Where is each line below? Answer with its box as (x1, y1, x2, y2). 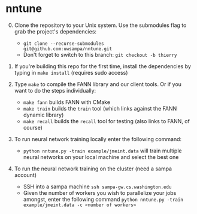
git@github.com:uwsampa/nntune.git (23, 45, 112, 52)
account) (14, 171, 37, 178)
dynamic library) (23, 111, 64, 118)
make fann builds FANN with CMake (23, 98, 111, 106)
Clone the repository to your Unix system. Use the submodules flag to (14, 22, 187, 29)
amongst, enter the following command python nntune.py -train (23, 195, 184, 203)
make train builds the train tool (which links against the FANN (23, 105, 177, 112)
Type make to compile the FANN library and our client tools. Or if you (14, 80, 182, 88)
